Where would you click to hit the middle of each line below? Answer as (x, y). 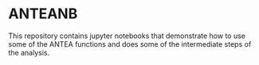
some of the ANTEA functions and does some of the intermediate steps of (130, 44)
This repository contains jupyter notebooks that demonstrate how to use (127, 36)
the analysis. (29, 52)
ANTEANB (43, 14)
